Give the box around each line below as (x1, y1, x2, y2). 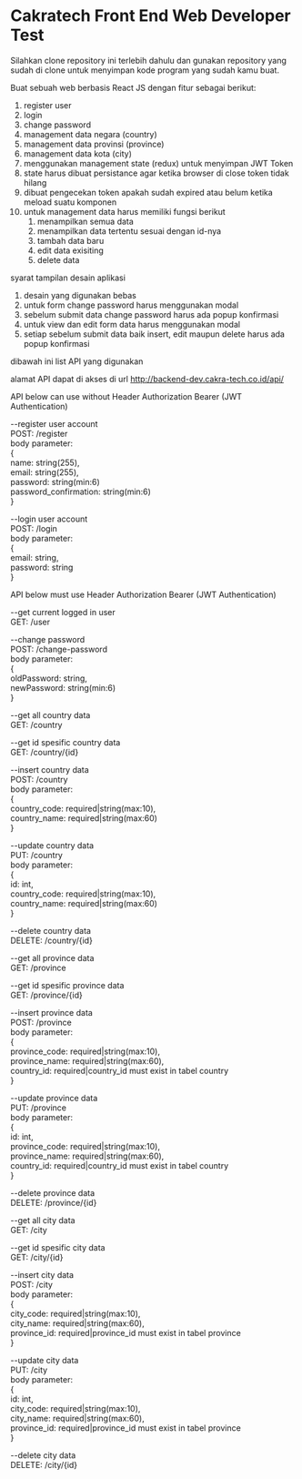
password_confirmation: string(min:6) (10, 486, 151, 497)
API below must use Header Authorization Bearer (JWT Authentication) (10, 589, 277, 600)
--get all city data (10, 1214, 75, 1225)
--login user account (10, 513, 88, 524)
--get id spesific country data (10, 736, 121, 747)
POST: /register (10, 428, 68, 439)
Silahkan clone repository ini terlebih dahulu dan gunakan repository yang (10, 55, 287, 66)
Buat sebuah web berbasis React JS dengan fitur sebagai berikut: (10, 82, 257, 93)
